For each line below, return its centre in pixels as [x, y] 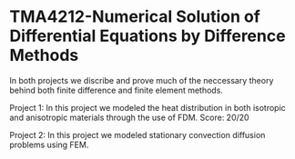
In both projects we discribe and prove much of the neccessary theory [142, 80]
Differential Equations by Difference [147, 36]
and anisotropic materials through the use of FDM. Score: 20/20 [129, 117]
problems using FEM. [49, 144]
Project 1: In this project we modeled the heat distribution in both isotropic [148, 107]
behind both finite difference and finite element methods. [116, 90]
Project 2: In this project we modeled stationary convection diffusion [137, 134]
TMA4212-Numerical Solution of [135, 17]
